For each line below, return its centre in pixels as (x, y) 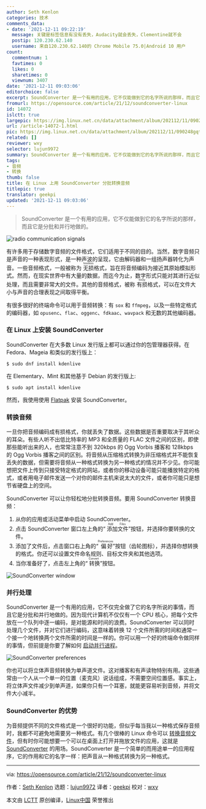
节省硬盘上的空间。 (31, 486)
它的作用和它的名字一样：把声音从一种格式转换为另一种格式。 (95, 756)
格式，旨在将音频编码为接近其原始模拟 (142, 268)
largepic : (19, 120)
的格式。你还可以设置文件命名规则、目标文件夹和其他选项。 (90, 554)
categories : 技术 (28, 18)
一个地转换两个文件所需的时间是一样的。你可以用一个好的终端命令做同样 (108, 638)
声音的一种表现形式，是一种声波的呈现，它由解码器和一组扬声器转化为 (100, 259)
